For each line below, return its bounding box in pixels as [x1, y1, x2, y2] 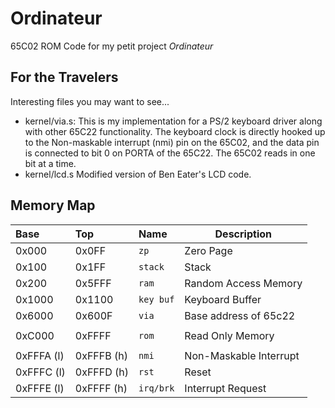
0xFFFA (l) [15, 348, 65, 362]
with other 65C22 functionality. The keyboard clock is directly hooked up [24, 125, 326, 137]
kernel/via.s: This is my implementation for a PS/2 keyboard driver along [24, 115, 323, 127]
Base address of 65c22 [184, 308, 296, 322]
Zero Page [184, 243, 233, 257]
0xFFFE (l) [15, 381, 65, 395]
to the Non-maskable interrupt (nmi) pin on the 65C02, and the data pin [24, 136, 320, 148]
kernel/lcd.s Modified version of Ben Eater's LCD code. [24, 168, 252, 180]
